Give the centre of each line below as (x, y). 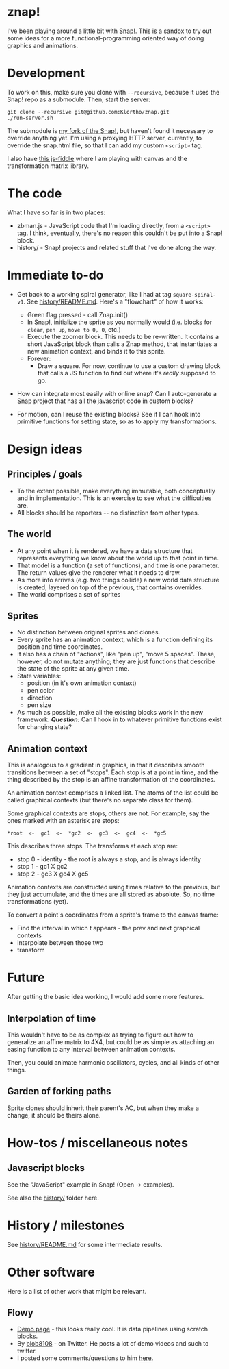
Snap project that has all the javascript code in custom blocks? (105, 401)
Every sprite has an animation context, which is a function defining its (115, 640)
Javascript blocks (46, 1168)
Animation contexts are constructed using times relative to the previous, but (114, 887)
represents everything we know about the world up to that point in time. (118, 558)
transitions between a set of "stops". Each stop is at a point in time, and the (113, 772)
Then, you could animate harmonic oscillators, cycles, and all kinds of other (113, 1062)
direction (40, 698)
